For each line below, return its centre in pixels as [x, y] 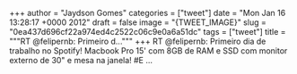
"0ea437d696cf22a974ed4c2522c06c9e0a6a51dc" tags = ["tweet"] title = [148, 32]
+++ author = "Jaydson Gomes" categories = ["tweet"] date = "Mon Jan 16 [148, 13]
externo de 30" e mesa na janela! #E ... [81, 60]
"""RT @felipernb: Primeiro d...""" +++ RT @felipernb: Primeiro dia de [138, 41]
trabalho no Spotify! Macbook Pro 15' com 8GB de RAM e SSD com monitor [148, 51]
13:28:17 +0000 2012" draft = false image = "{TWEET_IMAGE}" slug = [138, 22]
